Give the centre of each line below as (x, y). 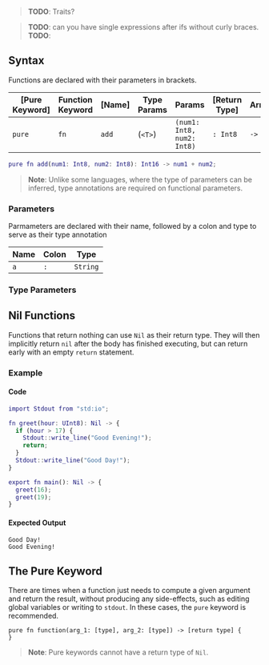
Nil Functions (42, 316)
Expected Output (37, 523)
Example (26, 373)
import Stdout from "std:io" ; (59, 409)
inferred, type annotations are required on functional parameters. (135, 188)
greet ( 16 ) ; (34, 490)
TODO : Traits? (51, 12)
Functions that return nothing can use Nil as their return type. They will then (134, 335)
